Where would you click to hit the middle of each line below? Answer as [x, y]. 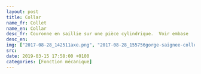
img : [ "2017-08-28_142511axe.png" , [51, 45]
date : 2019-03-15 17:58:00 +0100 [48, 56]
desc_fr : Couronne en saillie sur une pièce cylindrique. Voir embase [97, 34]
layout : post [22, 12]
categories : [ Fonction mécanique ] [49, 61]
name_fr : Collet [26, 23]
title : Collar [24, 17]
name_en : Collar [26, 28]
